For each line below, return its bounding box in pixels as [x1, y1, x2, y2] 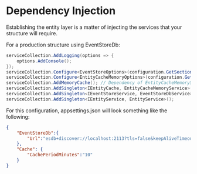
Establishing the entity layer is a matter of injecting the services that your [6, 24, 182, 31]
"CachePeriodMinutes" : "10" [27, 152, 93, 158]
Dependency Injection [6, 4, 116, 18]
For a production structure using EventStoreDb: [6, 41, 120, 48]
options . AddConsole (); [16, 58, 72, 64]
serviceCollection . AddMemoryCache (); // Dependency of [6, 80, 143, 86]
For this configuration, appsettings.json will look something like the [6, 107, 168, 114]
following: [6, 113, 30, 120]
